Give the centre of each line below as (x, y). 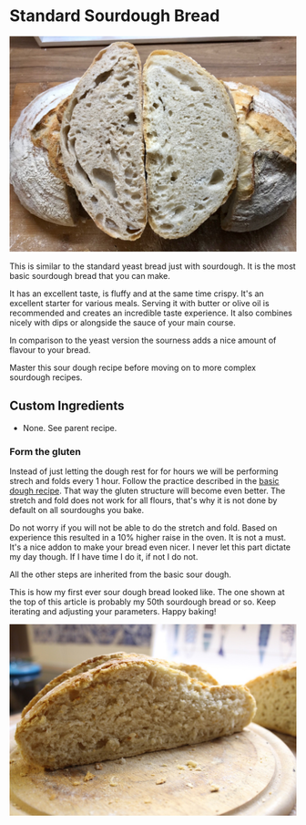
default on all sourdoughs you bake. (77, 510)
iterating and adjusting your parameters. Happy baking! (113, 612)
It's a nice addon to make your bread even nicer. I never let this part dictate (150, 547)
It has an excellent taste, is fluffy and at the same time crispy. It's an (137, 294)
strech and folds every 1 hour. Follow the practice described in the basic (144, 481)
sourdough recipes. (46, 377)
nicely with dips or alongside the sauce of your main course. (122, 322)
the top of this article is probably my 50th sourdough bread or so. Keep (143, 602)
